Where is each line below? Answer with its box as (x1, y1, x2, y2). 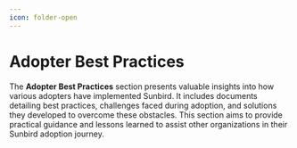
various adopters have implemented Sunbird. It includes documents (9, 90, 259, 101)
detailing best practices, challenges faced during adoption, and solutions (9, 100, 277, 111)
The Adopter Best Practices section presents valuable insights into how (9, 81, 275, 92)
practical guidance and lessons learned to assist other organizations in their (9, 119, 288, 129)
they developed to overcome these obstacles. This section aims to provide (9, 109, 284, 120)
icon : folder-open (9, 12, 78, 22)
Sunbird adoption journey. (9, 128, 105, 139)
